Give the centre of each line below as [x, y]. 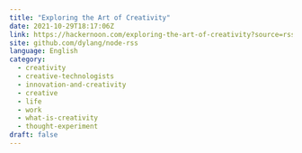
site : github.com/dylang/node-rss [74, 43]
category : [28, 59]
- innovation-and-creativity [72, 85]
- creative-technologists [66, 76]
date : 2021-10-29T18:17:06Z [62, 26]
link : [19, 34]
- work [30, 110]
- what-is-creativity [58, 118]
